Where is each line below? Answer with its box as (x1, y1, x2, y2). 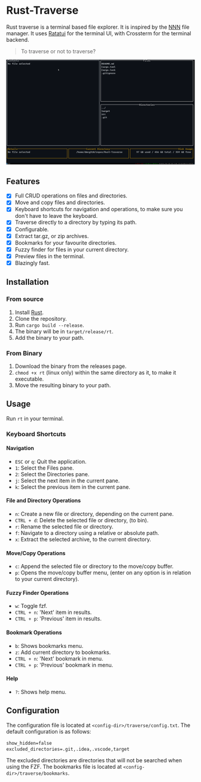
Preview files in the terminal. (14, 252, 85, 260)
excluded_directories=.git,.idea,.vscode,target (6, 746, 130, 752)
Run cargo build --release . (14, 321, 84, 328)
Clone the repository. (14, 315, 67, 322)
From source (6, 295, 44, 303)
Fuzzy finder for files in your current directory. (14, 246, 129, 253)
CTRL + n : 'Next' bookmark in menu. (14, 655, 103, 662)
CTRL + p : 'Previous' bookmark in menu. (14, 661, 114, 668)
